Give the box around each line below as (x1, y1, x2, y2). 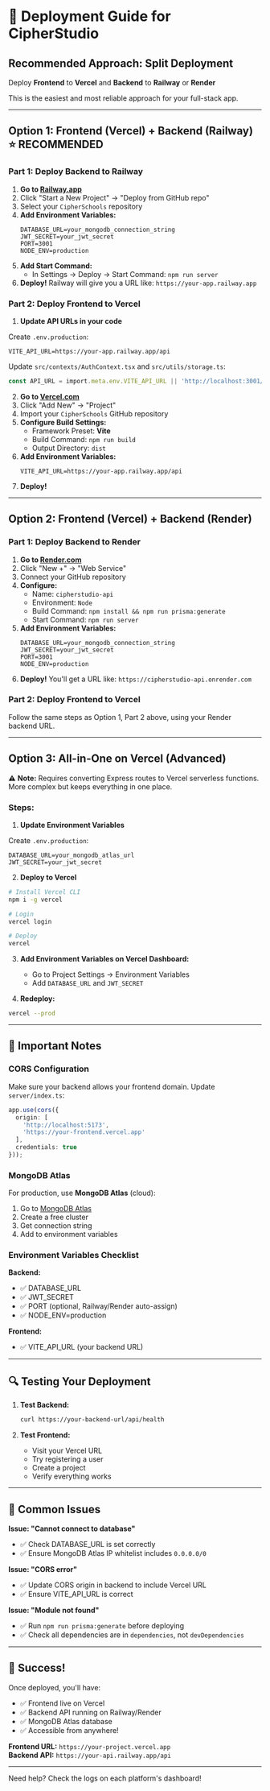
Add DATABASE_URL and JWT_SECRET (31, 978, 144, 988)
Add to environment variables (19, 1230, 118, 1239)
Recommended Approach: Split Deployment (8, 56, 234, 70)
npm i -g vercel (8, 895, 63, 904)
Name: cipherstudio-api (31, 589, 114, 598)
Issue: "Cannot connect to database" (8, 1524, 136, 1533)
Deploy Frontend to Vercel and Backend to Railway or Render (8, 78, 216, 87)
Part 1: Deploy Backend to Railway (8, 166, 143, 177)
